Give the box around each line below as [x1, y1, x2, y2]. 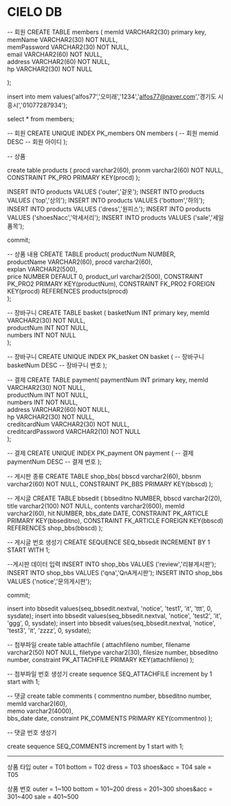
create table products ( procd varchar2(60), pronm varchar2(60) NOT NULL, [7, 166, 223, 174]
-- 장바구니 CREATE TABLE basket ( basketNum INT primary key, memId [7, 308, 210, 317]
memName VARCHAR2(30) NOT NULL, [7, 35, 118, 43]
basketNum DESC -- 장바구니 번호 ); [7, 361, 108, 369]
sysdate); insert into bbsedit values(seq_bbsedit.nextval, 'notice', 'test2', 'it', [7, 611, 222, 620]
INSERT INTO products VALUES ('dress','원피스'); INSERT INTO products [7, 205, 211, 213]
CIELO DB [7, 4, 63, 20]
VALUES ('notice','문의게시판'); [7, 577, 91, 586]
